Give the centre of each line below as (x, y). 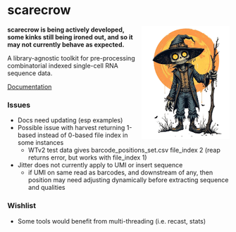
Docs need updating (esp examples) (70, 120)
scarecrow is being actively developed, (66, 30)
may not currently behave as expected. (66, 44)
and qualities (46, 188)
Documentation (30, 86)
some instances (41, 143)
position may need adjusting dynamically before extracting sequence (128, 180)
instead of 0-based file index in (83, 135)
